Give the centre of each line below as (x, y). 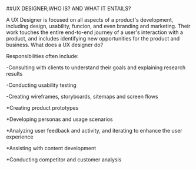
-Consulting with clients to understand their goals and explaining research (96, 67)
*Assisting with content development (51, 148)
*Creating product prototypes (42, 108)
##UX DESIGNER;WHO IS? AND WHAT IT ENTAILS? (69, 9)
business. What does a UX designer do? (55, 45)
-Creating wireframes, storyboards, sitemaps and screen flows (82, 97)
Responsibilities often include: (42, 56)
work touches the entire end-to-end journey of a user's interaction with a (95, 32)
